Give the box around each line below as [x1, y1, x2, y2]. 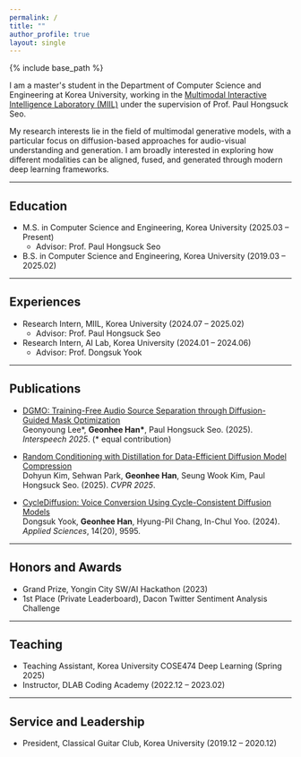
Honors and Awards [9, 560, 123, 575]
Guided [21, 414, 50, 426]
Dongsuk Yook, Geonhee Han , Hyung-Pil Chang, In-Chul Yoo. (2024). [21, 516, 280, 527]
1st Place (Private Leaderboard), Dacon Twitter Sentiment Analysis [21, 593, 268, 604]
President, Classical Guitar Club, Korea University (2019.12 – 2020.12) [21, 738, 278, 749]
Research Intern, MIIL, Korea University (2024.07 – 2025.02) [21, 318, 245, 329]
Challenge [21, 602, 61, 614]
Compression [21, 460, 73, 471]
